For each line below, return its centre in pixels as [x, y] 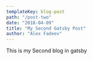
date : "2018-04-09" [30, 23]
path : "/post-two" [29, 17]
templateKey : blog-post [36, 12]
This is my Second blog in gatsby [46, 50]
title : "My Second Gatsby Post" [46, 28]
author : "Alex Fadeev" [34, 34]
